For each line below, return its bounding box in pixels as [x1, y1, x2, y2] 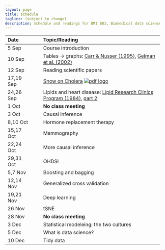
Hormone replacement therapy [43, 119, 114, 125]
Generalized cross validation [43, 180, 109, 187]
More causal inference [43, 144, 95, 151]
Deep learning [43, 194, 76, 201]
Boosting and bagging [43, 169, 94, 176]
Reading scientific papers [43, 67, 102, 74]
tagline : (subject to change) [5, 16, 67, 21]
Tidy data [43, 237, 65, 244]
